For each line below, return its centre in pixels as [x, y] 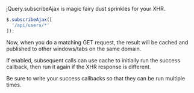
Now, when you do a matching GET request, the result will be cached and [97, 42]
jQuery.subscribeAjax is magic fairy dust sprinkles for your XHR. [86, 9]
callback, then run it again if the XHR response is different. [79, 67]
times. [14, 85]
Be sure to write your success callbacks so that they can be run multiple [96, 78]
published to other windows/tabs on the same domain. [74, 49]
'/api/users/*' [31, 25]
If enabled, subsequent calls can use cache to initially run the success [93, 60]
